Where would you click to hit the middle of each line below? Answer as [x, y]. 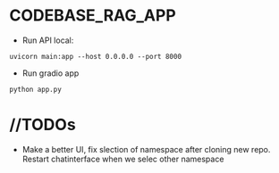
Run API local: [48, 40]
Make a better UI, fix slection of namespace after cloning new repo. [146, 149]
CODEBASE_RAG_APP [93, 16]
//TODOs [42, 125]
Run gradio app [51, 73]
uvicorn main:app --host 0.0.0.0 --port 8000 [95, 56]
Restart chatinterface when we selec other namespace [123, 159]
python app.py [36, 89]
